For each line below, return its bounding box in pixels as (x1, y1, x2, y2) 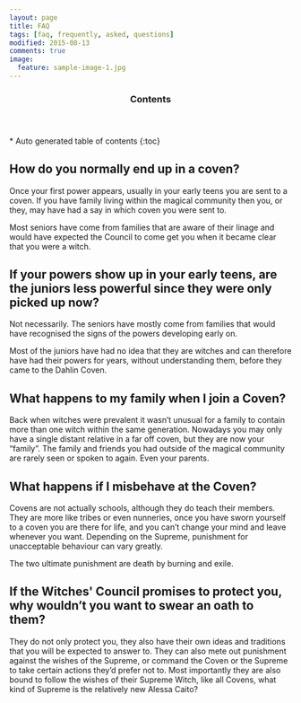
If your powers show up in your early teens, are (9, 267, 278, 282)
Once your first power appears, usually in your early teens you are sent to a (9, 185, 288, 196)
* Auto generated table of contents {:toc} (9, 136, 161, 146)
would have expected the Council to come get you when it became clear (9, 231, 277, 242)
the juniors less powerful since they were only (9, 281, 272, 296)
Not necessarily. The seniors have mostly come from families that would (9, 319, 276, 330)
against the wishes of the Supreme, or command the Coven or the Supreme (9, 655, 288, 665)
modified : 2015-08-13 (9, 38, 90, 48)
